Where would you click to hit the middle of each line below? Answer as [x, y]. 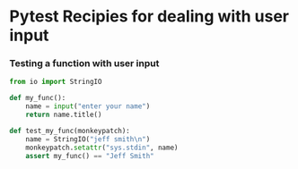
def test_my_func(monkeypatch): [70, 131]
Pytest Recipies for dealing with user [149, 17]
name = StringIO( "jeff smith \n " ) [88, 139]
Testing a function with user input [84, 63]
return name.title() [64, 115]
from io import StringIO [56, 82]
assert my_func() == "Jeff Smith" [90, 156]
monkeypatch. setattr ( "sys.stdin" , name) [102, 148]
